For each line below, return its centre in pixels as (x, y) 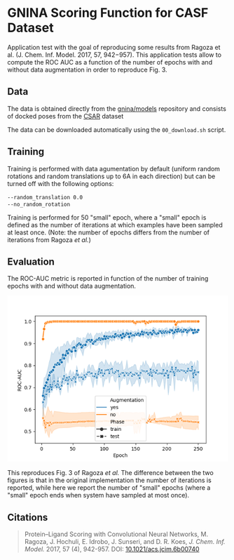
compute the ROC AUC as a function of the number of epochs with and (110, 62)
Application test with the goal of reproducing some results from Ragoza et (114, 47)
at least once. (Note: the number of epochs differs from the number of (109, 232)
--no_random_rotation (39, 204)
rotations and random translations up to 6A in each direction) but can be (111, 176)
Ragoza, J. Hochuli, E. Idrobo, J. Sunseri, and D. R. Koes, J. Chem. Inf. (125, 542)
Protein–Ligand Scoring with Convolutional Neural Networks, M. (116, 534)
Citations (28, 517)
